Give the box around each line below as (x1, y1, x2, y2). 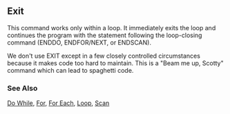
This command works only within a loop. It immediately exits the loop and (7, 23, 216, 32)
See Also (7, 83, 38, 93)
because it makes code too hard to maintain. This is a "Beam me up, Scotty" (7, 58, 224, 67)
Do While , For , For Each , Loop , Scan (7, 99, 110, 107)
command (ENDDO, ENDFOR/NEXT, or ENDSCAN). (7, 38, 152, 47)
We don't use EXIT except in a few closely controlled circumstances (7, 52, 200, 60)
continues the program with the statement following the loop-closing (7, 31, 202, 39)
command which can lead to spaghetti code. (7, 66, 134, 74)
